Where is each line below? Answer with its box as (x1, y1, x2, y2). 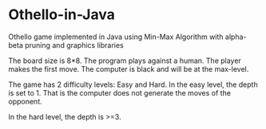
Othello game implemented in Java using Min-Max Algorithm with (8, 32, 224, 41)
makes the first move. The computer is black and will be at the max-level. (8, 64, 249, 73)
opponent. (8, 96, 42, 106)
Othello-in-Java (8, 6, 116, 24)
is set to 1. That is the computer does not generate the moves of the (8, 88, 232, 97)
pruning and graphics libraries (25, 40, 124, 49)
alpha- (224, 32, 247, 41)
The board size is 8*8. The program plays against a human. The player (8, 56, 241, 65)
